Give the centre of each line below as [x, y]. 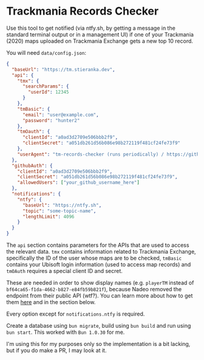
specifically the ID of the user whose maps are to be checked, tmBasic [94, 258]
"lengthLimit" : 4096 [48, 216]
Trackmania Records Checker [83, 11]
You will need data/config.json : [46, 52]
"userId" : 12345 [49, 92]
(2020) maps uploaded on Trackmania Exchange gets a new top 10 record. [100, 41]
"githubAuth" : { [32, 165]
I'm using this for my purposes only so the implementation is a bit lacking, [98, 344]
